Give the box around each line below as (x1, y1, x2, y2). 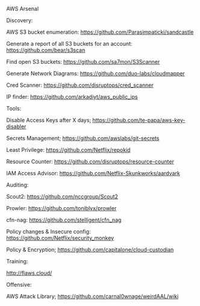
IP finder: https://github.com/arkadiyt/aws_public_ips (6, 93, 138, 100)
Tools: (6, 105, 22, 112)
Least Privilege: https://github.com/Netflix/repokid (6, 146, 131, 153)
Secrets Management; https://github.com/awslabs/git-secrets (6, 135, 160, 142)
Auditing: (6, 181, 29, 189)
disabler (6, 123, 27, 130)
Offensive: (6, 281, 32, 288)
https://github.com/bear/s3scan (6, 46, 86, 54)
